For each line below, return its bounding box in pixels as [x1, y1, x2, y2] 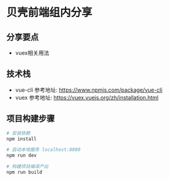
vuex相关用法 [15, 50, 50, 56]
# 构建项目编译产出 [6, 163, 49, 170]
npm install [6, 136, 37, 142]
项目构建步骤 [6, 114, 55, 124]
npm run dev [6, 152, 37, 159]
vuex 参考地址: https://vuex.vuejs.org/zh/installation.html [15, 94, 159, 101]
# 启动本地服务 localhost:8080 [6, 147, 81, 153]
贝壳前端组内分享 [6, 6, 93, 20]
